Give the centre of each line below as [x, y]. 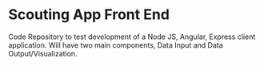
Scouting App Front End [89, 15]
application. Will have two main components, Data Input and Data [116, 45]
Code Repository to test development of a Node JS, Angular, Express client [132, 37]
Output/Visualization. [43, 53]
